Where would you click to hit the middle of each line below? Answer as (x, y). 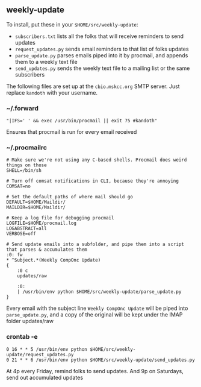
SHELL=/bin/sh (24, 171)
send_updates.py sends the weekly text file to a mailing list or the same (102, 68)
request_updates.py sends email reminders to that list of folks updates (102, 49)
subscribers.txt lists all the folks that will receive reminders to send (99, 36)
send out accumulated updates (45, 377)
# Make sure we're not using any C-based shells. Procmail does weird (97, 160)
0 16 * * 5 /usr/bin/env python (47, 349)
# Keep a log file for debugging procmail (60, 218)
